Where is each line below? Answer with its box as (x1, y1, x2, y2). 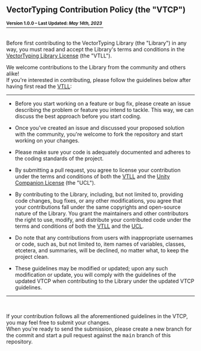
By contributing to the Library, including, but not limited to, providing (14, 191, 184, 198)
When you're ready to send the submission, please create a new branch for (6, 325, 192, 332)
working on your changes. (14, 137, 80, 144)
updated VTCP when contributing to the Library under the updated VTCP (14, 277, 194, 285)
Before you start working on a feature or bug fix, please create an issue (14, 100, 191, 107)
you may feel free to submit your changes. (6, 319, 111, 326)
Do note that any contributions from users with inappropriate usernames (14, 234, 193, 242)
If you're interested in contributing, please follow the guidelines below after (6, 77, 191, 84)
